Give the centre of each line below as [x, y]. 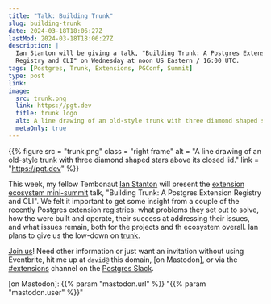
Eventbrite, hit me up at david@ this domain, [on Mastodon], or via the [123, 260]
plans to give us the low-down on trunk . [74, 235]
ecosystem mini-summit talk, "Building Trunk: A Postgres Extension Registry [135, 192]
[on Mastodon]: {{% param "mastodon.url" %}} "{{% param [107, 284]
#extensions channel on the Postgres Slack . [81, 268]
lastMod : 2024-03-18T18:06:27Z [61, 38]
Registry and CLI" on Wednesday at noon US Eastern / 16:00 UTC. [128, 61]
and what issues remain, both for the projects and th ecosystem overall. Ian [133, 227]
